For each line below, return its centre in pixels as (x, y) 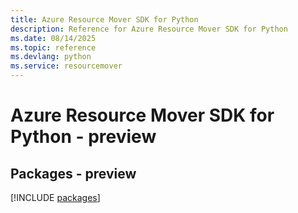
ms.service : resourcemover (66, 66)
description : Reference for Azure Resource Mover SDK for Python (149, 29)
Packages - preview (73, 173)
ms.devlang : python (51, 57)
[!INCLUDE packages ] (55, 197)
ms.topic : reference (53, 47)
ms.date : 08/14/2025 (53, 38)
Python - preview (83, 137)
